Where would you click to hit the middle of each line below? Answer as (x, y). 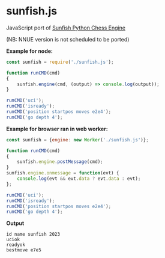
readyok (16, 245)
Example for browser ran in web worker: (57, 129)
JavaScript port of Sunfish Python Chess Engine (66, 28)
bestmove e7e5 (24, 250)
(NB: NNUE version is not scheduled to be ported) (68, 39)
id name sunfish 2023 (33, 235)
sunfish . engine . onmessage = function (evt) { (63, 173)
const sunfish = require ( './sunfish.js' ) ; (60, 62)
